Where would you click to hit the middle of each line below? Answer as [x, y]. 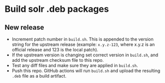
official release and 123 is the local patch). [55, 50]
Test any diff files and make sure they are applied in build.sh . [75, 65]
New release [24, 27]
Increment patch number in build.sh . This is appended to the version [82, 39]
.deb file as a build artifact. [39, 76]
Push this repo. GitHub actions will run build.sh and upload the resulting [86, 71]
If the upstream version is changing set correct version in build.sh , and [85, 55]
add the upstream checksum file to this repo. [58, 60]
